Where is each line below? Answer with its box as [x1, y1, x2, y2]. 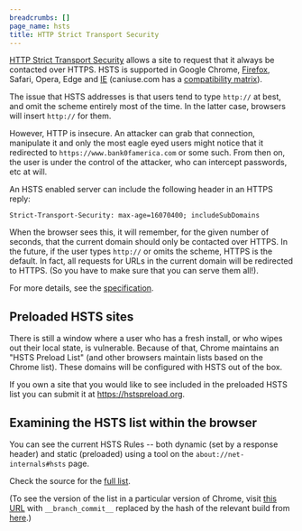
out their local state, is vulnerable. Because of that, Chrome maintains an [9, 342, 279, 353]
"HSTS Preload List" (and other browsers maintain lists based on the [9, 352, 263, 363]
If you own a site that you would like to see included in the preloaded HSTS [9, 379, 288, 390]
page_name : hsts [9, 22, 70, 31]
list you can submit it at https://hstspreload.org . [9, 389, 186, 400]
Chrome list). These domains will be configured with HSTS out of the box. [9, 362, 283, 373]
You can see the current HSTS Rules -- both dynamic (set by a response [9, 439, 279, 450]
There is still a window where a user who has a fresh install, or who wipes [9, 333, 283, 344]
